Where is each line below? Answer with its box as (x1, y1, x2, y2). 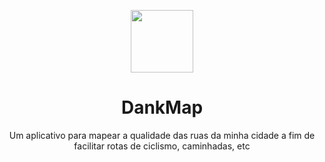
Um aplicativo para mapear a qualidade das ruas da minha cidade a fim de (8, 129, 316, 141)
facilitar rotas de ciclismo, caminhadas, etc (73, 140, 251, 152)
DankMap (120, 96, 204, 119)
